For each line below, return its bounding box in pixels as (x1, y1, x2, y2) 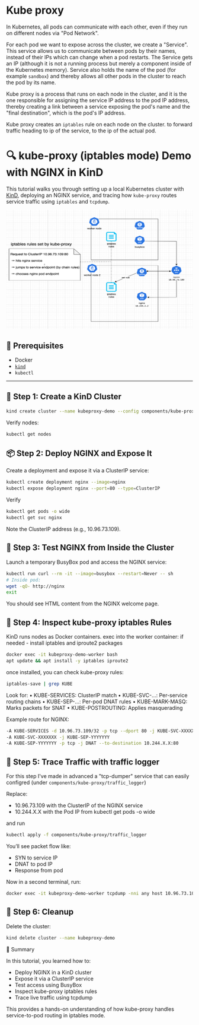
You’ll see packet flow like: (6, 843, 71, 850)
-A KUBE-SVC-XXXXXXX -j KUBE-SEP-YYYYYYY (6, 734, 110, 740)
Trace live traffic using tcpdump (14, 994, 93, 1001)
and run (6, 820, 25, 827)
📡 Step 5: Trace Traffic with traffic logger (6, 757, 160, 767)
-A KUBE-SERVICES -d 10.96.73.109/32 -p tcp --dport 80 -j (6, 728, 155, 734)
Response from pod (14, 867, 63, 874)
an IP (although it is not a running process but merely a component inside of (6, 60, 191, 67)
